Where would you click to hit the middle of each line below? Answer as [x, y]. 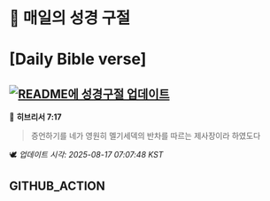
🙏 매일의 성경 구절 [70, 18]
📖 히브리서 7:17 [35, 117]
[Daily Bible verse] [78, 59]
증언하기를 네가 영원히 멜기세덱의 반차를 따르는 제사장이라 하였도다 [146, 136]
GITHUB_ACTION [58, 186]
